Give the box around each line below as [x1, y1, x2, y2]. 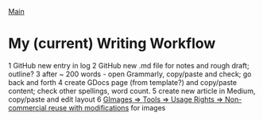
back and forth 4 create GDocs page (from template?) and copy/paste [8, 77, 237, 87]
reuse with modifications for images [48, 103, 166, 112]
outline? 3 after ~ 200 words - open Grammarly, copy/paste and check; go [8, 69, 252, 79]
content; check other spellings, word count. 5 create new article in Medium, [8, 86, 256, 95]
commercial [8, 103, 47, 112]
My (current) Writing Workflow [8, 35, 216, 52]
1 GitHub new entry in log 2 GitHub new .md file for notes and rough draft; [8, 60, 249, 70]
